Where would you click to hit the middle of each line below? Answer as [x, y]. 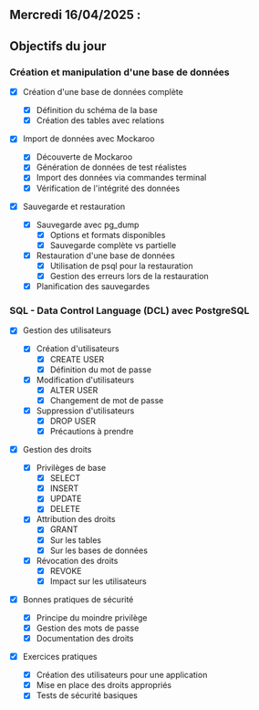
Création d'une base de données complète [103, 92]
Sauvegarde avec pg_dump [88, 224]
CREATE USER [77, 359]
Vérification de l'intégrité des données [108, 188]
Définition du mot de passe [101, 370]
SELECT [65, 478]
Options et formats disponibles [108, 235]
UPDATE [66, 499]
